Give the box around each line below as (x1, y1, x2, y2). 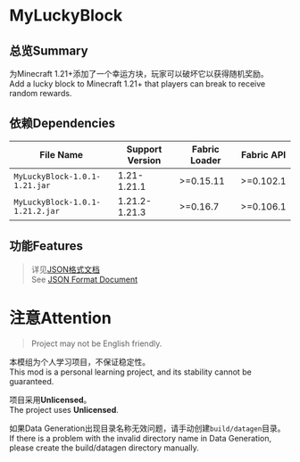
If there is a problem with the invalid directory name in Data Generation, (9, 433, 272, 443)
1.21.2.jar (13, 206, 60, 216)
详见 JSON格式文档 (30, 264, 101, 275)
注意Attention (9, 308, 112, 328)
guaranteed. (9, 375, 54, 386)
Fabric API (240, 148, 287, 161)
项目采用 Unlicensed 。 (9, 394, 92, 405)
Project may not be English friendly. (30, 338, 162, 349)
